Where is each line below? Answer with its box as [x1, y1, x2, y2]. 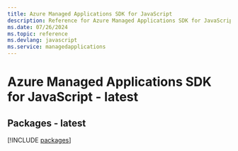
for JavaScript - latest [7, 89, 139, 105]
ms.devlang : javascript [7, 37, 78, 44]
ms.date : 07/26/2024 [7, 23, 69, 30]
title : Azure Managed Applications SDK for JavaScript [7, 10, 173, 18]
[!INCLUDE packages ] [7, 136, 72, 144]
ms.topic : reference [7, 30, 69, 38]
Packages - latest [7, 117, 86, 129]
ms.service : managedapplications [7, 43, 106, 50]
